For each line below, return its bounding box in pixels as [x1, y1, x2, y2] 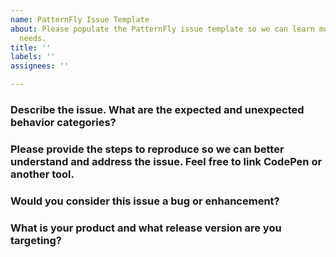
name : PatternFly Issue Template [10, 14, 150, 25]
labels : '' [10, 52, 56, 62]
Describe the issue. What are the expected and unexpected [10, 102, 305, 116]
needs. [19, 33, 47, 43]
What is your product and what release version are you [10, 221, 282, 235]
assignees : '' [10, 61, 70, 71]
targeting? [10, 233, 63, 247]
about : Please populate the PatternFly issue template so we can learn [10, 24, 315, 34]
